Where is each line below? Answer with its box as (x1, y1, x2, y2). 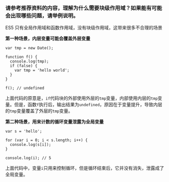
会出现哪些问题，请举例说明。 (5, 12, 79, 19)
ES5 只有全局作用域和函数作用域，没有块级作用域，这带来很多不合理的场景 (5, 24, 162, 31)
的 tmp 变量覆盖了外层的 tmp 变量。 (5, 108, 73, 114)
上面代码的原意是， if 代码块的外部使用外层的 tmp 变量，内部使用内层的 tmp (5, 95, 158, 101)
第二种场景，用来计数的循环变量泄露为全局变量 (5, 118, 104, 125)
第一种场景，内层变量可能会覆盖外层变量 (5, 36, 90, 42)
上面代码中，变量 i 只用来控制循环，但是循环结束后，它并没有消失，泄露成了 (5, 165, 164, 171)
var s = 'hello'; (5, 129, 42, 134)
